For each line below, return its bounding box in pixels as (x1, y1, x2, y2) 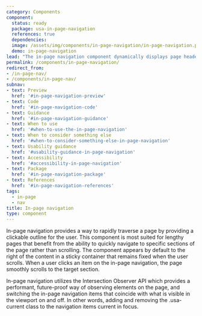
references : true (11, 31, 55, 37)
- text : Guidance (6, 110, 50, 116)
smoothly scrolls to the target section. (6, 266, 100, 273)
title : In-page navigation (6, 205, 74, 211)
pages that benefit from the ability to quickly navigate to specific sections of (6, 240, 195, 247)
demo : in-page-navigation (11, 48, 77, 54)
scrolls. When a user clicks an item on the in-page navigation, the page (6, 259, 182, 267)
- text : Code (6, 98, 39, 104)
